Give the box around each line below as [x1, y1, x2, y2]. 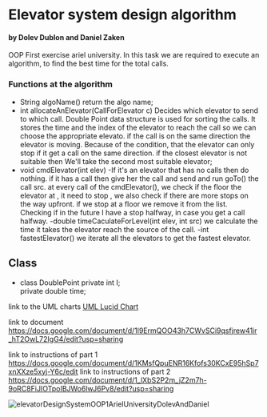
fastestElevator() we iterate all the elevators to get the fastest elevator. [19, 233, 252, 243]
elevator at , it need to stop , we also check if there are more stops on [19, 190, 249, 200]
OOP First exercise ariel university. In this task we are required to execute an [8, 50, 260, 60]
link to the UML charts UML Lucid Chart [8, 302, 139, 311]
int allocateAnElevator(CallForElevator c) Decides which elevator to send [19, 106, 258, 115]
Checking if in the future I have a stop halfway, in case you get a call [19, 207, 245, 217]
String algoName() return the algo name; [19, 97, 153, 106]
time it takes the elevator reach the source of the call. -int [19, 224, 209, 234]
